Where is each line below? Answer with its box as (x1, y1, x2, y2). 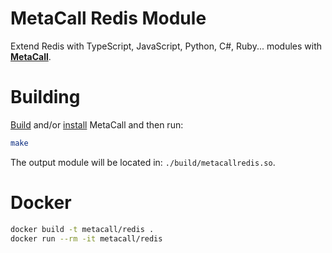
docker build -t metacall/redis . (10, 224, 155, 234)
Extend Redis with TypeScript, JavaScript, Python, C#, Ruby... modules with (10, 40, 323, 52)
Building (10, 86, 81, 109)
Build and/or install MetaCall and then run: (10, 118, 184, 131)
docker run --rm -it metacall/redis (10, 233, 163, 244)
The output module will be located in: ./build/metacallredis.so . (10, 156, 276, 168)
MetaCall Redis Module (10, 7, 207, 30)
